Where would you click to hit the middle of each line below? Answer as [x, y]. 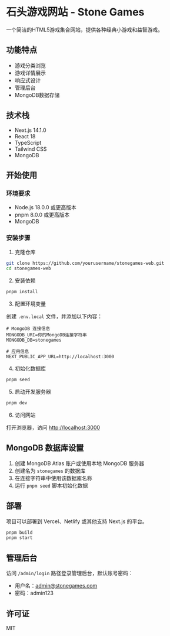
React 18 [25, 136]
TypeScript [28, 142]
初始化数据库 [30, 369]
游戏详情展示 [30, 73]
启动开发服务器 [33, 392]
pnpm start [19, 538]
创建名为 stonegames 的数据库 [50, 470]
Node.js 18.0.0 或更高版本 [45, 207]
